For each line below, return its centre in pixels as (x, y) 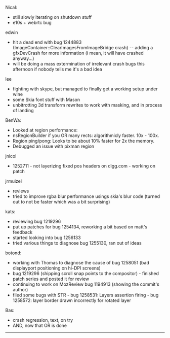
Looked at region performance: (45, 130)
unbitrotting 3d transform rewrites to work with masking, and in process (87, 105)
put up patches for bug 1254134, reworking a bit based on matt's (80, 227)
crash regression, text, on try (43, 320)
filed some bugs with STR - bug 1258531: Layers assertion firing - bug (86, 295)
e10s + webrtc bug (32, 23)
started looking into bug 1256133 (47, 238)
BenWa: (13, 120)
